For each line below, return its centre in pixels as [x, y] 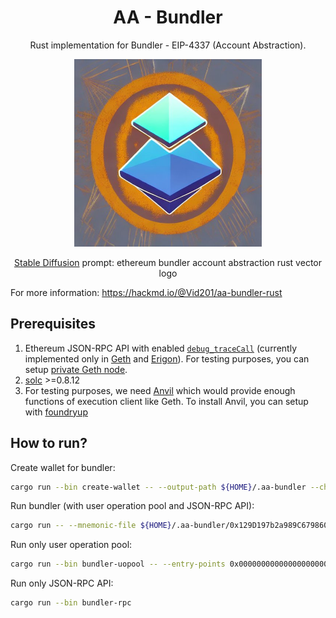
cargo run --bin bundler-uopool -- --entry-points [118, 564]
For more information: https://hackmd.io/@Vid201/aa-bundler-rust [146, 292]
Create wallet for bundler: [63, 467]
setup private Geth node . [76, 369]
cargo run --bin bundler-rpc [71, 603]
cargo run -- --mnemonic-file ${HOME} [91, 526]
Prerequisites [53, 324]
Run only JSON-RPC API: [62, 583]
